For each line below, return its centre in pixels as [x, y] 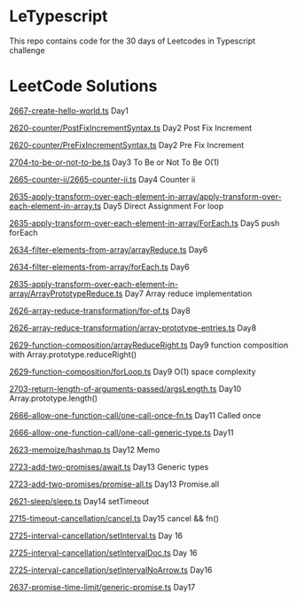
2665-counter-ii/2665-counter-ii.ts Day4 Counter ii [102, 179]
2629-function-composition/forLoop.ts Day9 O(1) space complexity [133, 371]
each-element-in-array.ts [55, 206]
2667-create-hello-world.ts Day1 [69, 110]
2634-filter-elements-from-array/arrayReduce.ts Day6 [109, 249]
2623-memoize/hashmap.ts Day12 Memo [85, 449]
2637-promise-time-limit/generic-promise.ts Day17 [102, 587]
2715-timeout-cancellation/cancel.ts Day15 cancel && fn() [114, 518]
